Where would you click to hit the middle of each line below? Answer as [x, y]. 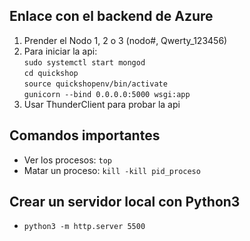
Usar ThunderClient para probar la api [102, 104]
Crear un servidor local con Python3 [125, 202]
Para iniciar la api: [60, 51]
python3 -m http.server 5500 [84, 227]
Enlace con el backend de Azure [111, 16]
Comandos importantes [85, 135]
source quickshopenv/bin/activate [95, 84]
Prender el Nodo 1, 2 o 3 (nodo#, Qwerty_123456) [125, 40]
